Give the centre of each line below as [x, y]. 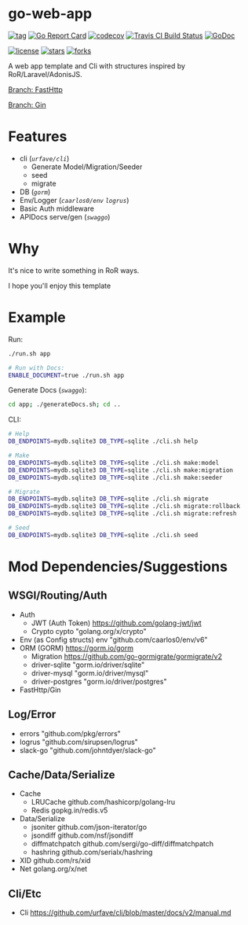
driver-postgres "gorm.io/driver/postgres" [99, 681]
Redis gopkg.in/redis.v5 [69, 810]
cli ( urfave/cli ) [44, 158]
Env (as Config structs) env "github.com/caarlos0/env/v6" [113, 639]
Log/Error [32, 715]
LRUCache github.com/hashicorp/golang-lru [103, 802]
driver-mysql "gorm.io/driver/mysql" [90, 673]
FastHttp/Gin [40, 690]
